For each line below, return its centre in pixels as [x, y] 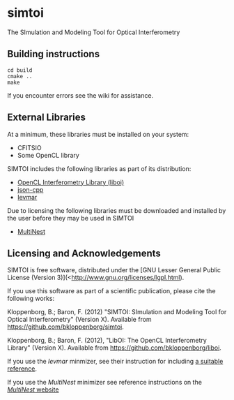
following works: [31, 299]
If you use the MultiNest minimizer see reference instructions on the [104, 383]
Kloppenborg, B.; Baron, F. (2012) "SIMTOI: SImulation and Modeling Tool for [117, 312]
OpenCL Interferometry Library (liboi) [71, 182]
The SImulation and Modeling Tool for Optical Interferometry [94, 32]
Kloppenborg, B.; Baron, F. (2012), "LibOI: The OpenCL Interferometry [107, 341]
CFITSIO [29, 147]
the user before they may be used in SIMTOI [71, 218]
